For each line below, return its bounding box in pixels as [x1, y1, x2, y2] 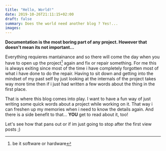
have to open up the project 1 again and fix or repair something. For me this [5, 59, 157, 66]
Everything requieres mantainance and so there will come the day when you [5, 54, 160, 60]
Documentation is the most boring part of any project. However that [5, 39, 147, 45]
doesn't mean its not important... [5, 44, 75, 50]
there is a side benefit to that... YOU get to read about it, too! [5, 112, 128, 117]
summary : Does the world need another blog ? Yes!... [5, 21, 119, 26]
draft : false [5, 16, 32, 21]
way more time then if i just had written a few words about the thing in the [5, 81, 155, 87]
